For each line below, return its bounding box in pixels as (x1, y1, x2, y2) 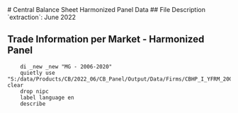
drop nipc (20, 88, 50, 95)
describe (20, 100, 46, 107)
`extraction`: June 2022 (7, 13, 76, 21)
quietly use (20, 69, 55, 76)
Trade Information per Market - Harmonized (7, 33, 205, 45)
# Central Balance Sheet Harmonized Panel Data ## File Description (7, 6, 205, 13)
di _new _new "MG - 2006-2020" (20, 63, 113, 70)
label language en (20, 94, 74, 101)
